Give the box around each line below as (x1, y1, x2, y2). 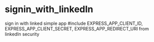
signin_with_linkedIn (5, 4, 94, 15)
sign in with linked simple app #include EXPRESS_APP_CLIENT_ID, (5, 20, 143, 26)
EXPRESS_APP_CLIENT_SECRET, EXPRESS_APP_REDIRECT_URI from (5, 25, 149, 31)
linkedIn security (5, 31, 40, 37)
